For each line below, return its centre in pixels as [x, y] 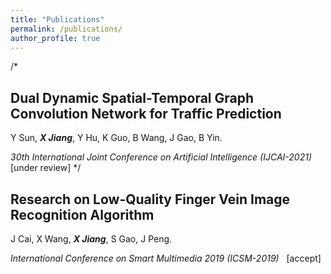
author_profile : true [55, 38]
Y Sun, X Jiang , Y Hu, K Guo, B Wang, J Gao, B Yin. [116, 138]
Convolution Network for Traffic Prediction [146, 113]
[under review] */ [46, 168]
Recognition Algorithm [82, 214]
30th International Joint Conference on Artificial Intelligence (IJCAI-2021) [161, 157]
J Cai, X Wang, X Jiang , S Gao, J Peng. [91, 239]
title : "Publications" [57, 19]
